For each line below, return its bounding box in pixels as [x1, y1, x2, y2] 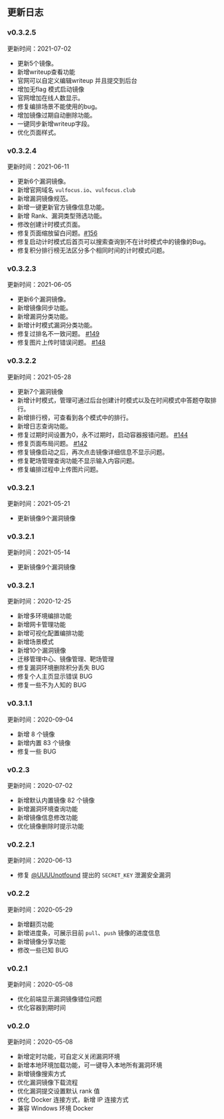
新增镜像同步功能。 [17, 303, 72, 312]
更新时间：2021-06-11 [7, 162, 70, 171]
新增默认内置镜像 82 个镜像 [17, 796, 95, 805]
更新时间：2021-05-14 [7, 548, 71, 556]
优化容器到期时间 [17, 1003, 66, 1011]
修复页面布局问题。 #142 [17, 439, 88, 447]
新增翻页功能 [17, 920, 54, 928]
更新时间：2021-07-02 [7, 44, 72, 53]
